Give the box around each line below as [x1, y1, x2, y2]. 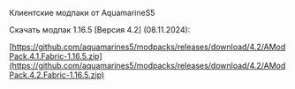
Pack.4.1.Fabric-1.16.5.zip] [9, 51, 103, 61]
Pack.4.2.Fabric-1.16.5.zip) [9, 70, 105, 80]
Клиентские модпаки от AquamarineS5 [9, 8, 155, 18]
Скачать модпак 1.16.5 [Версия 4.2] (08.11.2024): [9, 25, 191, 34]
